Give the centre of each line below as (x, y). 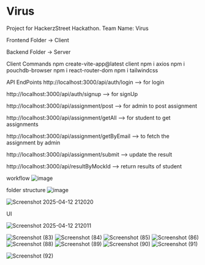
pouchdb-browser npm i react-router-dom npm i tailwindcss (82, 70)
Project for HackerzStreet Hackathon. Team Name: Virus (77, 28)
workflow (18, 178)
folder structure (26, 190)
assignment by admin (33, 143)
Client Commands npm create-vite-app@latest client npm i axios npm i (96, 64)
